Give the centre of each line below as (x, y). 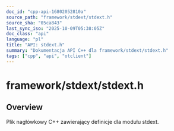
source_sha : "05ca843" (34, 23)
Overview (25, 107)
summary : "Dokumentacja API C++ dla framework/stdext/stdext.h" (87, 51)
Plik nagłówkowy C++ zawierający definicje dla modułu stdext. (83, 121)
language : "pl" (25, 39)
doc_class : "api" (28, 34)
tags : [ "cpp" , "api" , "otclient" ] (49, 56)
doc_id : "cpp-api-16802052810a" (46, 12)
